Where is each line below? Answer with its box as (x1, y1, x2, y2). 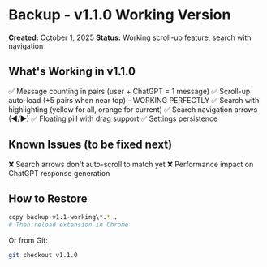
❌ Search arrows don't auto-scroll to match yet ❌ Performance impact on (8, 159, 254, 169)
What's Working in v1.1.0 (8, 65, 136, 79)
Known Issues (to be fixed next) (8, 138, 173, 152)
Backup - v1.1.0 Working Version (8, 6, 231, 24)
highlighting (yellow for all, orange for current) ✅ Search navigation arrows (8, 104, 258, 114)
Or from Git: (8, 235, 49, 245)
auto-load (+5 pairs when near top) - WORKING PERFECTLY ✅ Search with (8, 95, 260, 105)
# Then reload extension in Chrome (8, 221, 129, 229)
